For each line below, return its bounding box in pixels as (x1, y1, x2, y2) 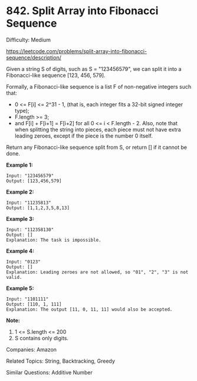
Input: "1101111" (6, 296, 49, 302)
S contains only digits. (14, 334, 69, 341)
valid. (6, 274, 22, 280)
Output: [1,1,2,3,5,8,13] (6, 205, 70, 211)
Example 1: (6, 161, 34, 168)
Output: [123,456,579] (6, 178, 62, 184)
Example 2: (6, 188, 34, 196)
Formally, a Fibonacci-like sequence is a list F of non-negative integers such (6, 83, 192, 90)
